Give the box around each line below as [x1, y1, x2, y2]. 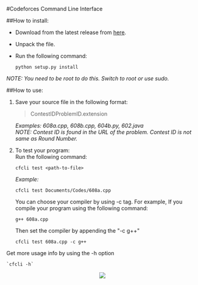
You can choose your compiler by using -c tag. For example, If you [15, 198, 183, 205]
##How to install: [6, 17, 49, 24]
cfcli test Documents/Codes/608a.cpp [15, 188, 111, 194]
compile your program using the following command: [15, 205, 148, 212]
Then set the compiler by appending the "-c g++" [15, 227, 140, 234]
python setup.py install [15, 64, 79, 70]
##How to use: [6, 86, 44, 94]
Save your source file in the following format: [15, 99, 128, 105]
